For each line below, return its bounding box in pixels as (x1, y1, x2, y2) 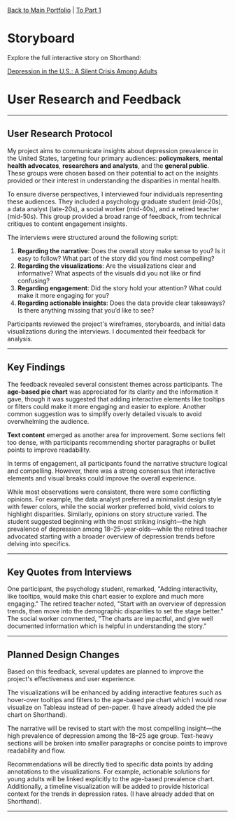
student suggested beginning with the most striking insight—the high (7, 517, 206, 525)
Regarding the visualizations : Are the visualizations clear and (17, 262, 197, 270)
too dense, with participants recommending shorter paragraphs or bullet (7, 438, 215, 446)
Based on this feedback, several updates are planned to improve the (7, 667, 204, 676)
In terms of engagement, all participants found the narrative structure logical (7, 459, 227, 467)
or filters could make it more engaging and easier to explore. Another (7, 402, 206, 411)
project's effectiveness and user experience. (7, 675, 136, 683)
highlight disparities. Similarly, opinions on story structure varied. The (7, 510, 208, 518)
